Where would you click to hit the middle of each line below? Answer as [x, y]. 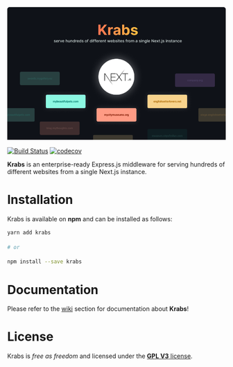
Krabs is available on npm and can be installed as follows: [90, 219]
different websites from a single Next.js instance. [77, 172]
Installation [40, 200]
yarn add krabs [29, 232]
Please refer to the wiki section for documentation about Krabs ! [98, 309]
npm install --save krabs [44, 262]
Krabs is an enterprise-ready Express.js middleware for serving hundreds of [116, 164]
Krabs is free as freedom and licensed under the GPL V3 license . [100, 356]
